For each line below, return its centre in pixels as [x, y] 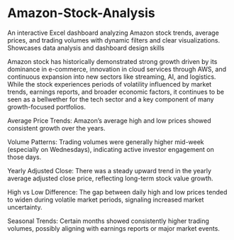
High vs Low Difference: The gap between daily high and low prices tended [117, 192]
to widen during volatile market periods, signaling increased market [106, 200]
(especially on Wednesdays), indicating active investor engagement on [111, 149]
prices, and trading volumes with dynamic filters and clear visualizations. [114, 40]
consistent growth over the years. [56, 128]
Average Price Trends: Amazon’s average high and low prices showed [109, 120]
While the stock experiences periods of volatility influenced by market [110, 84]
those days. [24, 157]
